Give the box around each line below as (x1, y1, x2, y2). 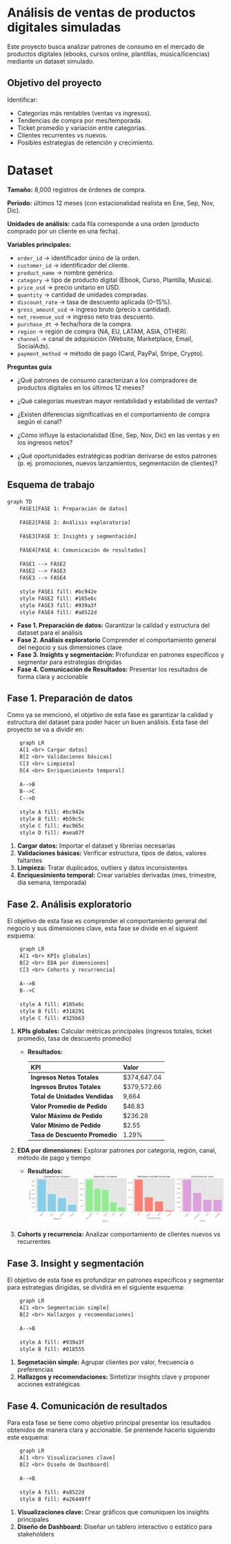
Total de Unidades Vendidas (30, 1092, 114, 1101)
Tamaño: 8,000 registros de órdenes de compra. (7, 185, 146, 194)
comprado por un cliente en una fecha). (7, 227, 120, 235)
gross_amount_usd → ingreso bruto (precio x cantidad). (17, 305, 172, 313)
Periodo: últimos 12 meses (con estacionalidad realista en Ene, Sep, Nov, (7, 198, 215, 207)
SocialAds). (17, 342, 50, 350)
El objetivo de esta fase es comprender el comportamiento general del (7, 917, 208, 925)
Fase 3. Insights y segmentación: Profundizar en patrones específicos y (17, 650, 225, 658)
